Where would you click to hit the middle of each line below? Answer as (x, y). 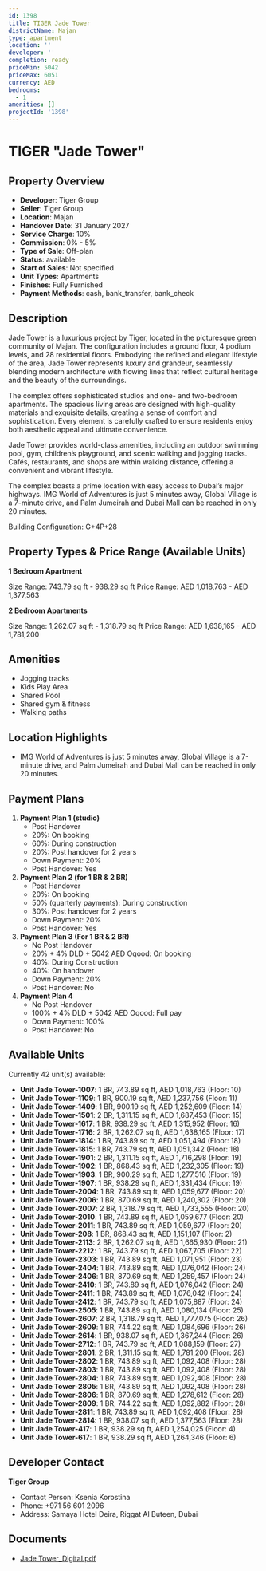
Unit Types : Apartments (59, 276)
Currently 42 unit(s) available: (57, 1074)
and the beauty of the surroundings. (68, 380)
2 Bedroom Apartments (48, 610)
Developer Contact (56, 1462)
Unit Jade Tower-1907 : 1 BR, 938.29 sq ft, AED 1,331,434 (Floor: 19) (131, 1182)
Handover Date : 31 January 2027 (74, 225)
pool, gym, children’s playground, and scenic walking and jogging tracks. (128, 453)
